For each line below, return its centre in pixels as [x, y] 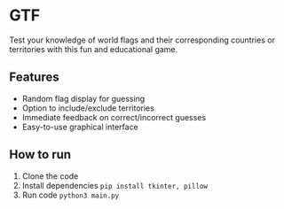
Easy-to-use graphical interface [80, 127]
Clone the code [50, 176]
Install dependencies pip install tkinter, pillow [115, 185]
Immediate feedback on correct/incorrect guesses [114, 117]
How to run [40, 155]
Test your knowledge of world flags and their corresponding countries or [142, 40]
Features [34, 77]
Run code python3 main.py [71, 195]
